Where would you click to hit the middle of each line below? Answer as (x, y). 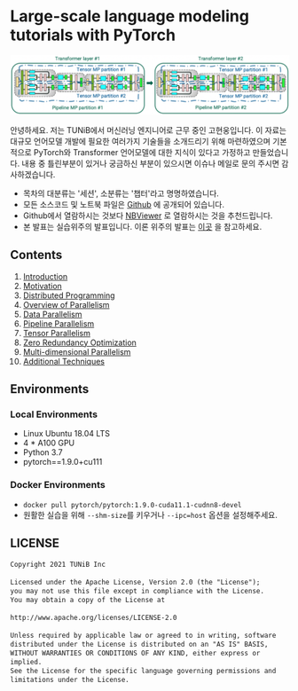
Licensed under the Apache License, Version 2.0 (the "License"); (135, 583)
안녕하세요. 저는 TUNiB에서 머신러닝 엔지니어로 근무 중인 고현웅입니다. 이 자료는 (149, 130)
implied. (26, 663)
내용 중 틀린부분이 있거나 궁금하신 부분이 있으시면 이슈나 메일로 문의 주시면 (151, 163)
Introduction (45, 276)
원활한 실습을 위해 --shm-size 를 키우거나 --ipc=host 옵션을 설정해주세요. (150, 514)
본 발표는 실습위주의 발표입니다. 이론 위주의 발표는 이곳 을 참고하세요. (142, 226)
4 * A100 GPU (49, 443)
